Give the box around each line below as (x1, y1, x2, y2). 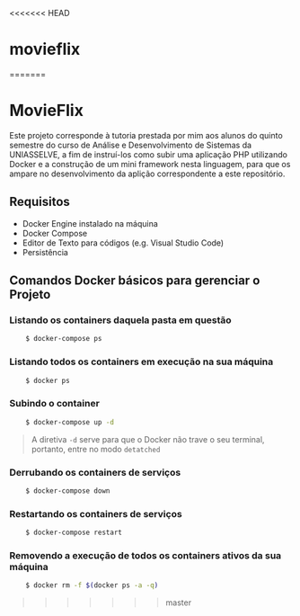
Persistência (22, 246, 69, 257)
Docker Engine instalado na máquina (22, 218, 159, 228)
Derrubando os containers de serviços (9, 466, 181, 478)
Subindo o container (9, 397, 101, 410)
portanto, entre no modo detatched (31, 443, 161, 454)
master (165, 597, 191, 608)
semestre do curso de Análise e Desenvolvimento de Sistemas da (9, 139, 252, 150)
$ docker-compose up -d (25, 417, 115, 426)
